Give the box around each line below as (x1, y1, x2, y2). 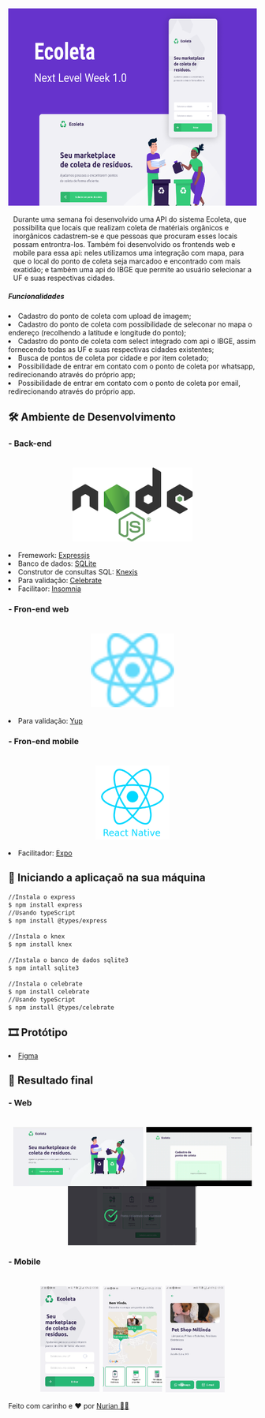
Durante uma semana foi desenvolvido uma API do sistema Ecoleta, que (13, 214, 247, 224)
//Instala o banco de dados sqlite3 (8, 956, 129, 964)
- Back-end (8, 438, 52, 449)
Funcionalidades (8, 291, 65, 301)
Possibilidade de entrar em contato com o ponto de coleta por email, (18, 378, 241, 387)
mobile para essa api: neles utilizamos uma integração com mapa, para (13, 248, 244, 257)
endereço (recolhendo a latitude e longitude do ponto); (8, 327, 187, 337)
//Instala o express (8, 892, 77, 901)
